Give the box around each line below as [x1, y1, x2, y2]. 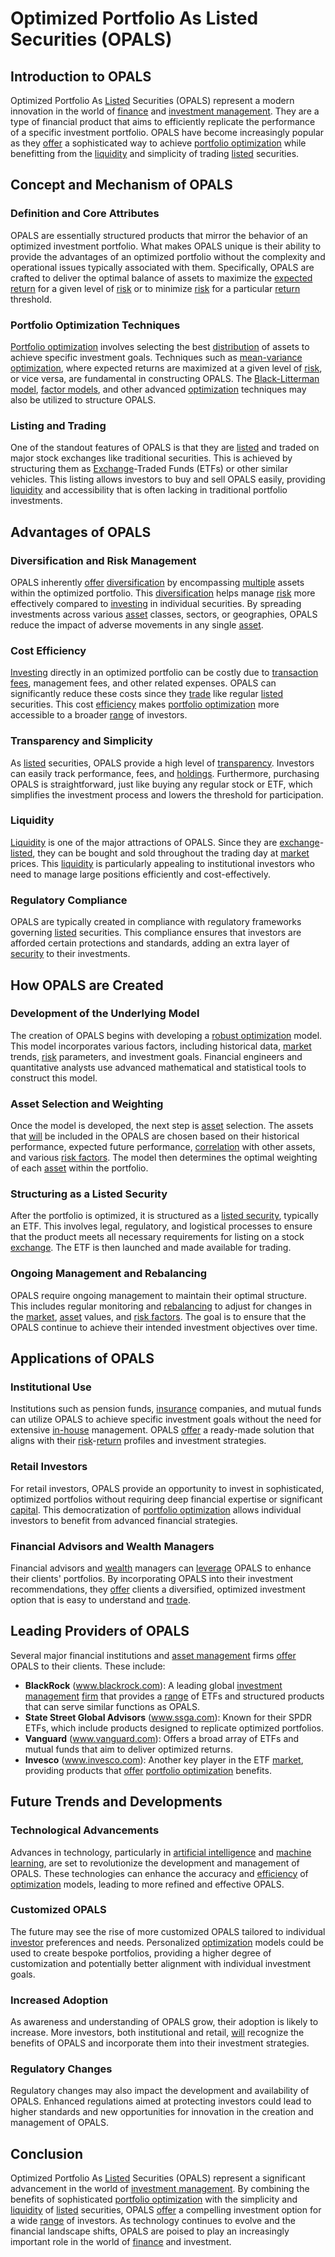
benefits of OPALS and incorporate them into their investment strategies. [10, 2037, 310, 2049]
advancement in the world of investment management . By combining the [10, 2183, 310, 2195]
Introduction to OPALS [10, 68, 152, 85]
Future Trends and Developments [10, 1793, 223, 1811]
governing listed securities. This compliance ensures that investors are [10, 927, 302, 939]
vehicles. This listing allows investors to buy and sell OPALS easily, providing [10, 473, 326, 486]
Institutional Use [10, 1380, 92, 1394]
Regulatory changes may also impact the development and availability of [10, 2085, 310, 2097]
